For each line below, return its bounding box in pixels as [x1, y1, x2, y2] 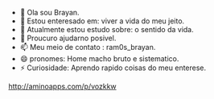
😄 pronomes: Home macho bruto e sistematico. [19, 54, 179, 64]
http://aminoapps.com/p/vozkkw [8, 81, 117, 91]
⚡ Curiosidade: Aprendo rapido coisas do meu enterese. [19, 63, 207, 72]
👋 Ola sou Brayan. [19, 8, 80, 17]
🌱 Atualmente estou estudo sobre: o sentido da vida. [19, 25, 195, 34]
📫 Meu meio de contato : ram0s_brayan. [19, 43, 156, 52]
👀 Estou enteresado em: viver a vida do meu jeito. [19, 16, 185, 26]
